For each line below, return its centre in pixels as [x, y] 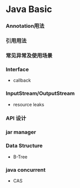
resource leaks [29, 104]
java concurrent [26, 170]
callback [22, 80]
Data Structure [24, 146]
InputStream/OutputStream [40, 93]
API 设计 [16, 118]
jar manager [21, 132]
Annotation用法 [25, 26]
